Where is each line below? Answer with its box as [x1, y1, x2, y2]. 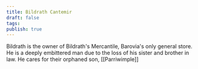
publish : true [6, 26, 43, 32]
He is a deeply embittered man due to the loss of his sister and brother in [6, 49, 189, 57]
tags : [6, 20, 20, 26]
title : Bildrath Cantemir [6, 9, 72, 15]
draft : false [6, 15, 40, 21]
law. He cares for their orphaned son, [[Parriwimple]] [6, 56, 139, 63]
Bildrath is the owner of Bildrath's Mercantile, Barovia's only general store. [6, 43, 193, 50]
